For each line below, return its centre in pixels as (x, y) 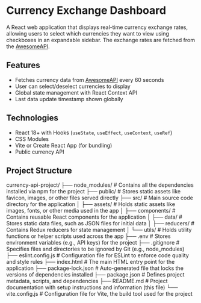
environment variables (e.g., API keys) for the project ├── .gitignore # (93, 243)
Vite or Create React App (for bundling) (63, 145)
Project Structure (39, 170)
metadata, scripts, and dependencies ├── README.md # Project (87, 281)
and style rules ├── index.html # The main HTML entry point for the (91, 262)
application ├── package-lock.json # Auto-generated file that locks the (95, 268)
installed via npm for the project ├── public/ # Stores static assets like (94, 192)
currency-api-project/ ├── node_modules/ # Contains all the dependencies (100, 185)
